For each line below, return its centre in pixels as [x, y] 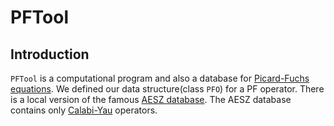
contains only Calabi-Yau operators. [84, 110]
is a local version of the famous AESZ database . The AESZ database [151, 99]
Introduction [50, 54]
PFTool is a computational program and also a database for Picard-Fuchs [160, 78]
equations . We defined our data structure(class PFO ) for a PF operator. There [167, 89]
